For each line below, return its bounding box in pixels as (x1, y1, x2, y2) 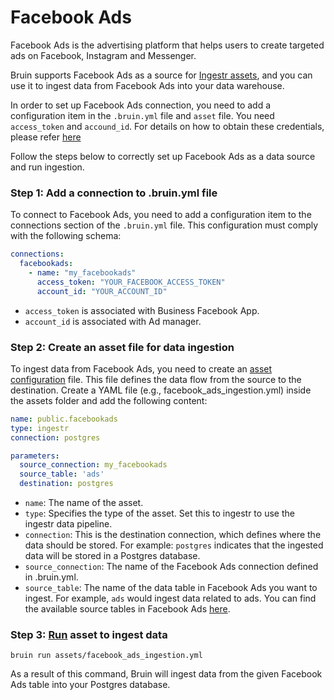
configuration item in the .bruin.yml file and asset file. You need (10, 109, 275, 121)
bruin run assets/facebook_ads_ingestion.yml (10, 651, 203, 661)
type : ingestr (10, 423, 70, 433)
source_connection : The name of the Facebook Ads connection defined (24, 561, 319, 573)
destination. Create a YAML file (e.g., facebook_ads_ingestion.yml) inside (10, 384, 312, 396)
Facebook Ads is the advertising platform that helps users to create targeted (10, 39, 325, 51)
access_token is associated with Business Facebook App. (24, 304, 260, 316)
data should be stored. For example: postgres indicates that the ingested (24, 539, 324, 551)
